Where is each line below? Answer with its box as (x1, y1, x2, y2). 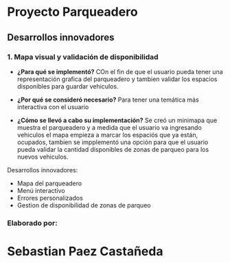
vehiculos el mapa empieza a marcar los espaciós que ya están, (16, 130, 198, 139)
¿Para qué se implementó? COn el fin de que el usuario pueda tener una (16, 67, 223, 76)
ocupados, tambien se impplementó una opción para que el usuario (16, 138, 209, 146)
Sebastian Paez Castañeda (7, 243, 163, 259)
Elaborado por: (7, 218, 58, 227)
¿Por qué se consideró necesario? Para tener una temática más (16, 95, 199, 104)
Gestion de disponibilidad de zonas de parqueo (16, 201, 151, 209)
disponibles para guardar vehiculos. (16, 82, 119, 90)
